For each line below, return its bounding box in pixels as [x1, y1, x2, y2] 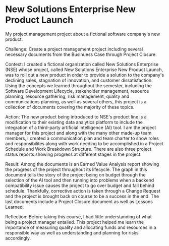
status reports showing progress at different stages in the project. [5, 151, 142, 157]
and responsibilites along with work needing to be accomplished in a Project [5, 140, 164, 147]
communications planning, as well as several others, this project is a [5, 98, 147, 104]
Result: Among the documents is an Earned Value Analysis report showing [5, 161, 159, 167]
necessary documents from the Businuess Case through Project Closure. [5, 51, 157, 57]
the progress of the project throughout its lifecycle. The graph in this [5, 166, 147, 172]
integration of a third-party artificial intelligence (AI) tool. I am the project [5, 125, 156, 131]
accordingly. [5, 235, 31, 241]
